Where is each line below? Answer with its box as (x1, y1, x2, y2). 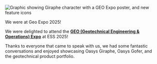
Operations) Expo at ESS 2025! (5, 34, 69, 39)
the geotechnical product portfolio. (5, 53, 75, 59)
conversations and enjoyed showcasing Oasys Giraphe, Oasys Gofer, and (5, 48, 152, 54)
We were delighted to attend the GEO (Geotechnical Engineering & (5, 29, 140, 34)
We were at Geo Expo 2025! (5, 19, 62, 25)
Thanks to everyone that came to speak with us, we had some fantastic (5, 43, 148, 48)
